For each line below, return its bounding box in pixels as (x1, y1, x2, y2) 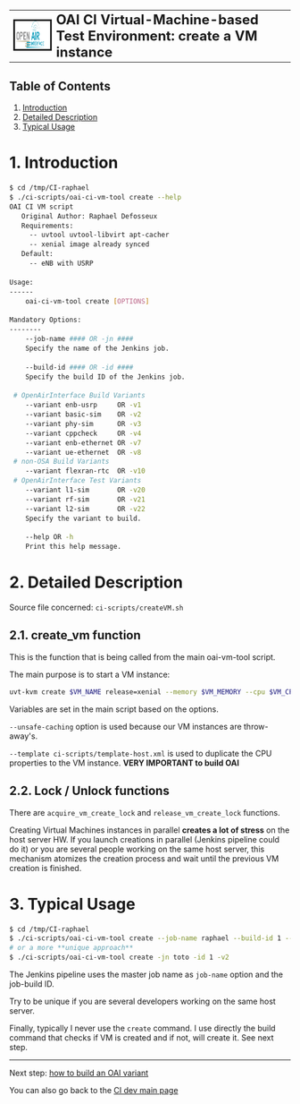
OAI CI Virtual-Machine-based (55, 11, 259, 28)
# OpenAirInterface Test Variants (12, 476, 142, 485)
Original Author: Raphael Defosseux (21, 211, 158, 220)
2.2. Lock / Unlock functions (9, 783, 170, 799)
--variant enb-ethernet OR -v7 (25, 438, 142, 448)
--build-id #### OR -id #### (25, 363, 134, 372)
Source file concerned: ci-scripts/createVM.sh (9, 602, 184, 613)
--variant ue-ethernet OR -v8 (25, 448, 142, 457)
